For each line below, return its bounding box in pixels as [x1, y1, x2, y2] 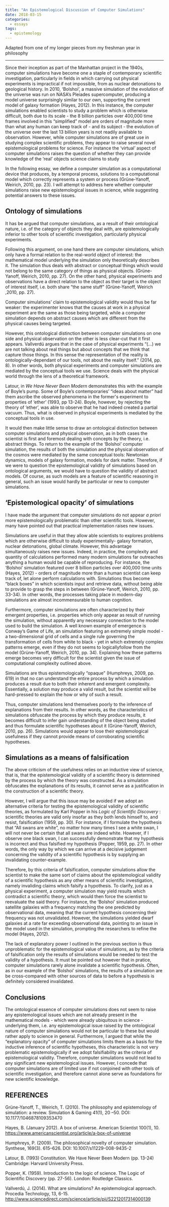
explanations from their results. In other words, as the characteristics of [5, 706, 153, 712]
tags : [5, 26, 17, 31]
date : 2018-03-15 [5, 12, 42, 17]
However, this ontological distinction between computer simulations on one [5, 330, 161, 336]
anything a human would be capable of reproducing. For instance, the [5, 559, 150, 565]
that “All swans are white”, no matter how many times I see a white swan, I [5, 825, 158, 831]
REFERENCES [5, 1091, 49, 1099]
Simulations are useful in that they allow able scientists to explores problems [5, 532, 163, 538]
